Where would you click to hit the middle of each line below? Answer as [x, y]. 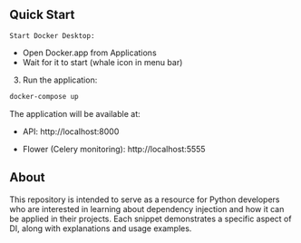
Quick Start [42, 15]
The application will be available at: [75, 113]
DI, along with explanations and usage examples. [101, 228]
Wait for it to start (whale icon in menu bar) [102, 62]
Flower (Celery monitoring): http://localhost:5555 [114, 149]
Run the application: [60, 80]
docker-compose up [44, 96]
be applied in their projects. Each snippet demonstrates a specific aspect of [150, 219]
